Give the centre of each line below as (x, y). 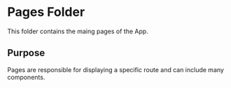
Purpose (26, 53)
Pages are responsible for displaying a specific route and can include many (115, 69)
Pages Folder (46, 12)
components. (26, 77)
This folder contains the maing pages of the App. (78, 31)
